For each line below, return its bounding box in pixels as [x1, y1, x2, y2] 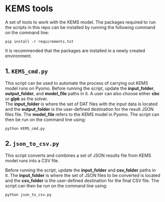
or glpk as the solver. [5, 96, 48, 101]
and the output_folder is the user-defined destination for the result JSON [5, 106, 154, 112]
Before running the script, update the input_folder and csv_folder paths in [5, 167, 156, 173]
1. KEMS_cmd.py [5, 67, 48, 76]
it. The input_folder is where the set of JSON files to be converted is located [5, 172, 161, 178]
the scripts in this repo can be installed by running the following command [5, 24, 156, 30]
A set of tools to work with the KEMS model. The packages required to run [5, 19, 156, 25]
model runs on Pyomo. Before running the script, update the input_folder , [5, 85, 155, 91]
